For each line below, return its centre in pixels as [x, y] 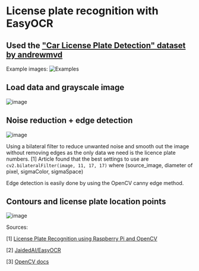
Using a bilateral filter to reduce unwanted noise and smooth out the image [98, 146]
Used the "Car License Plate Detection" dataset [96, 45]
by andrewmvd [34, 55]
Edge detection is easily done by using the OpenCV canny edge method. [95, 183]
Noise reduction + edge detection [70, 121]
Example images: [27, 69]
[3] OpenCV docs [28, 262]
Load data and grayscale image [65, 87]
